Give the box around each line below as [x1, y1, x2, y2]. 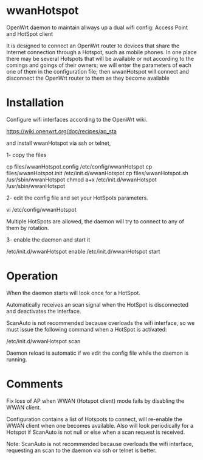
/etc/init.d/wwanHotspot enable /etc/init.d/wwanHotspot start [6, 248, 160, 255]
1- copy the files [6, 151, 47, 158]
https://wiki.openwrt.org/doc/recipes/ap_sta [6, 127, 117, 134]
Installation [6, 96, 64, 110]
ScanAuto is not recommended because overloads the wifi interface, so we [6, 319, 195, 326]
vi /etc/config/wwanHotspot [6, 206, 77, 213]
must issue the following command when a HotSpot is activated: [6, 326, 167, 333]
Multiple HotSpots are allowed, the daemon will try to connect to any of [6, 217, 184, 225]
